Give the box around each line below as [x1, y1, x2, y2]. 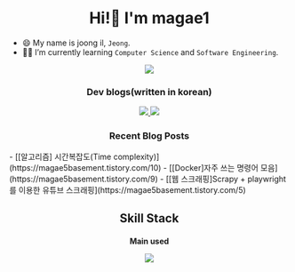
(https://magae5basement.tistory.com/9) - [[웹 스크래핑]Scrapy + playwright [9, 173, 287, 184]
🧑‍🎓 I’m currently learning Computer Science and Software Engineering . [21, 46, 279, 57]
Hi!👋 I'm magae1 [88, 8, 211, 28]
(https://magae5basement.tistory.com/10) [9, 162, 162, 172]
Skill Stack [119, 211, 179, 226]
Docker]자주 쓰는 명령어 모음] [174, 162, 278, 172]
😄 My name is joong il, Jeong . [21, 37, 131, 48]
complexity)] [113, 151, 160, 162]
